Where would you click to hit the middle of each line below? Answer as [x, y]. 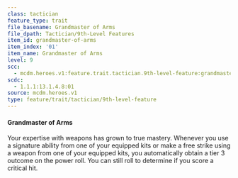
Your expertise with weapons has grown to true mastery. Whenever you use [118, 138]
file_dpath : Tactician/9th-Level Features [71, 34]
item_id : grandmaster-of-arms [52, 40]
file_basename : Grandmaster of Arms [61, 27]
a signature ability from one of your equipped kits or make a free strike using [119, 145]
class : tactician [33, 14]
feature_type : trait [38, 21]
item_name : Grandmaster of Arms [55, 54]
